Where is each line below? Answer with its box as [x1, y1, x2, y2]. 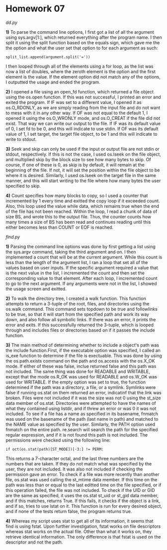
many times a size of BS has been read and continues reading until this [5, 219, 151, 225]
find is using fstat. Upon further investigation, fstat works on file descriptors [5, 523, 161, 529]
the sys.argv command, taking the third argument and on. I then [5, 249, 136, 255]
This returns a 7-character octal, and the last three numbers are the [5, 456, 144, 461]
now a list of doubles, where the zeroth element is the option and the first [5, 68, 156, 75]
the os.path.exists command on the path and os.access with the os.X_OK [5, 358, 155, 364]
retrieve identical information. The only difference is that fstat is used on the [5, 534, 161, 540]
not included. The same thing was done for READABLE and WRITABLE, [5, 368, 151, 374]
